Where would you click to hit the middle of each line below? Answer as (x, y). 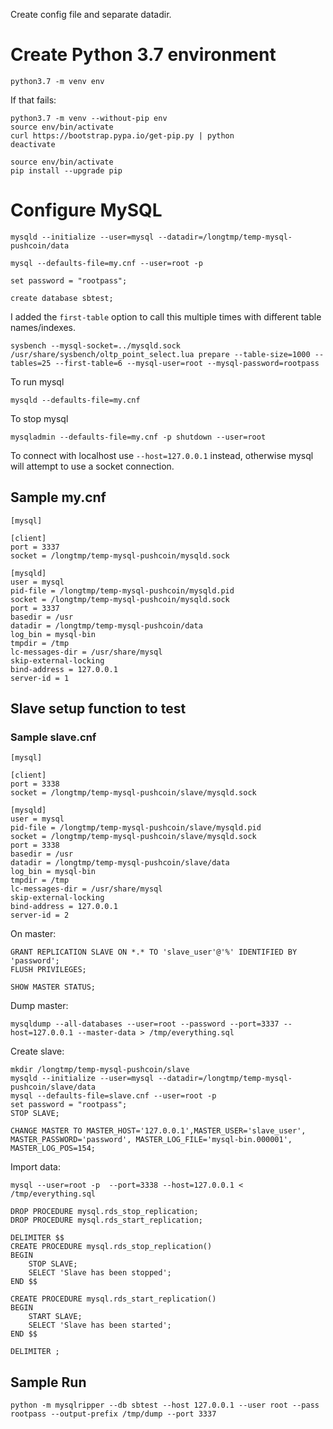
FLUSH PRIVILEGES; (48, 970)
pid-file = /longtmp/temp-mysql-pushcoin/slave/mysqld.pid (136, 828)
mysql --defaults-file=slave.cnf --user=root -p (113, 1096)
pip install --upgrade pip (66, 170)
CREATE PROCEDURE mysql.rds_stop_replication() (111, 1247)
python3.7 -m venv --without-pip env (89, 118)
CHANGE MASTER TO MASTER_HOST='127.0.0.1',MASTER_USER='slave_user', (158, 1131)
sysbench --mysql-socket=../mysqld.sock (96, 345)
